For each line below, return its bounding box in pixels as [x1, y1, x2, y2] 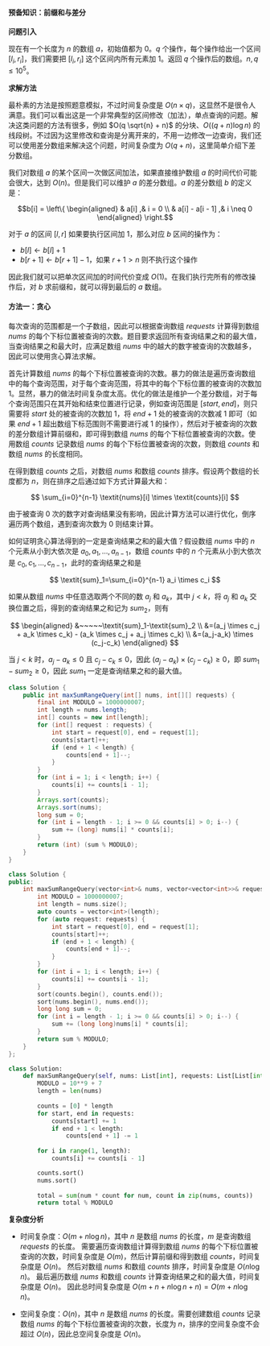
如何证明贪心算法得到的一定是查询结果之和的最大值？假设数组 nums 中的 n [8, 536, 256, 545]
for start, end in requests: [37, 1109, 135, 1117]
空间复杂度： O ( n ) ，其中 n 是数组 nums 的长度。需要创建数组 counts [19, 1309, 245, 1319]
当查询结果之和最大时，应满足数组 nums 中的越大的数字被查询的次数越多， [8, 341, 256, 350]
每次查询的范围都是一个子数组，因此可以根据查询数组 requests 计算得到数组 [8, 321, 260, 330]
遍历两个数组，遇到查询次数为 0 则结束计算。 [8, 519, 158, 528]
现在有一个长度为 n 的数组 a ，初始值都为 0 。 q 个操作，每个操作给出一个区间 [8, 44, 261, 54]
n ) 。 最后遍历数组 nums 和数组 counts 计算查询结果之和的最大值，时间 [19, 1272, 254, 1282]
